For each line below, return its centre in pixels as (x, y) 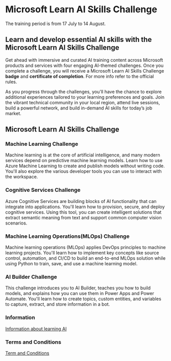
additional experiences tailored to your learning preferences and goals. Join (85, 97)
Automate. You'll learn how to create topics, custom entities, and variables (83, 299)
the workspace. (22, 177)
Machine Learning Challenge (42, 144)
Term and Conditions (27, 353)
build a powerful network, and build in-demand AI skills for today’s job (79, 108)
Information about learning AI (36, 329)
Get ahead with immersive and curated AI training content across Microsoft (84, 60)
